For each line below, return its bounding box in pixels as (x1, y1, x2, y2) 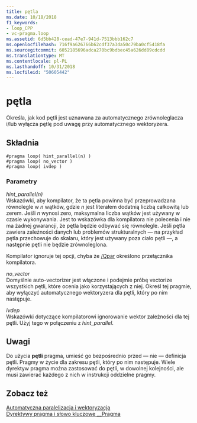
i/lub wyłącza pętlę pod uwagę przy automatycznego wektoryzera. (6, 121, 169, 128)
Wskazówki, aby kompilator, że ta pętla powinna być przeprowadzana (6, 197, 176, 204)
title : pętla (6, 8, 38, 15)
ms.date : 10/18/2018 (6, 14, 57, 20)
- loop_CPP (6, 25, 33, 31)
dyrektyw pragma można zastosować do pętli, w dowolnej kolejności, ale (6, 365, 185, 372)
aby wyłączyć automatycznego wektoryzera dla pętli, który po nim (6, 289, 168, 296)
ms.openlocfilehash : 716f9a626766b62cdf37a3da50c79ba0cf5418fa (6, 42, 166, 48)
